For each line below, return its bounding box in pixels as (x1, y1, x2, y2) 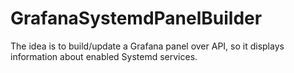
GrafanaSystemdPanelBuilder (10, 7, 263, 30)
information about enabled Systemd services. (10, 50, 198, 62)
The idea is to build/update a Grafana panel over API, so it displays (10, 40, 285, 52)
